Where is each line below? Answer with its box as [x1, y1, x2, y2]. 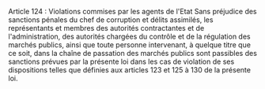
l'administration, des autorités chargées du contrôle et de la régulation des [8, 32, 251, 41]
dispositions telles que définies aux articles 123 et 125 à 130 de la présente [8, 65, 252, 74]
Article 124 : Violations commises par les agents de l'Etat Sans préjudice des [8, 7, 257, 16]
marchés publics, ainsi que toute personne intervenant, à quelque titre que [8, 40, 252, 50]
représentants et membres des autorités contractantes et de [8, 24, 205, 32]
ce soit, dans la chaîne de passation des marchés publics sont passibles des [8, 49, 257, 57]
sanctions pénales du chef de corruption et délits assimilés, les [8, 15, 214, 24]
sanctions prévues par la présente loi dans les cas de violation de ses [8, 57, 235, 66]
